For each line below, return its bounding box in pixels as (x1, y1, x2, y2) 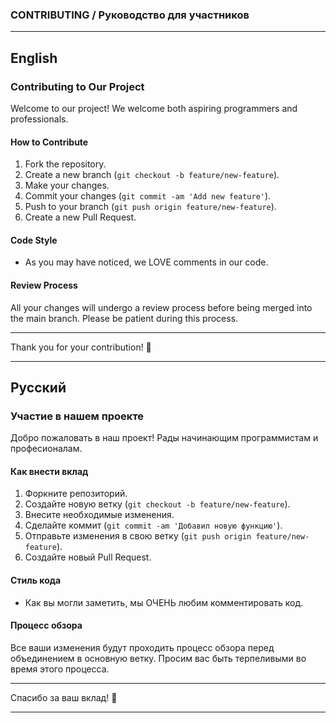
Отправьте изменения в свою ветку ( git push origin (24, 530, 252, 542)
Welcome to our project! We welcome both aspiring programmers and (10, 102, 298, 114)
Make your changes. (24, 179, 110, 192)
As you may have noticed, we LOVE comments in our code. (24, 256, 269, 268)
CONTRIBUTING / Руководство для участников (10, 8, 250, 22)
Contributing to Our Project (10, 79, 145, 93)
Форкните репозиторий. (24, 488, 128, 500)
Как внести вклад (10, 465, 89, 477)
